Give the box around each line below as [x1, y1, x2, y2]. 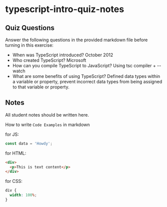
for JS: [5, 131, 19, 137]
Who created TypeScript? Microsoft [12, 57, 86, 63]
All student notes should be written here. [5, 112, 89, 118]
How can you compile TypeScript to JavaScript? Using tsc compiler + [12, 63, 156, 68]
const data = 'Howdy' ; [5, 141, 53, 146]
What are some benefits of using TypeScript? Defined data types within [12, 73, 160, 79]
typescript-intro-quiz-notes [5, 4, 124, 15]
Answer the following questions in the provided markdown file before [5, 37, 148, 43]
